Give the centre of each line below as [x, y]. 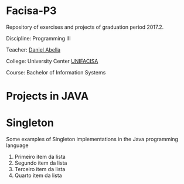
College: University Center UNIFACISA [52, 61]
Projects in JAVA [47, 96]
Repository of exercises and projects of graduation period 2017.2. [85, 27]
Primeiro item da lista [40, 157]
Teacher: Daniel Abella [33, 50]
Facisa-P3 [31, 11]
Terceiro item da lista [40, 169]
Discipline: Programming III [39, 38]
